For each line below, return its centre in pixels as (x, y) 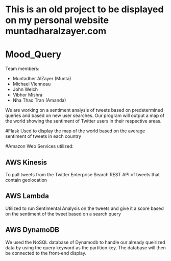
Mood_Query (33, 54)
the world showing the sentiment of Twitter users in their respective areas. (83, 121)
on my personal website (57, 20)
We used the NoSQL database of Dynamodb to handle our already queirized (85, 242)
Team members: (22, 69)
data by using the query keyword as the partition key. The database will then (86, 247)
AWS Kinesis (26, 162)
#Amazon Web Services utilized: (40, 146)
